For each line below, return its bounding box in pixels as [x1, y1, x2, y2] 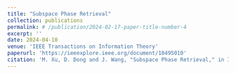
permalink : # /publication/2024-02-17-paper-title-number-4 [7, 23, 188, 30]
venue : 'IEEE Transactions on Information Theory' [7, 43, 159, 50]
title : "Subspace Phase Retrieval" [7, 10, 112, 18]
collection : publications [7, 17, 83, 24]
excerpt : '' [7, 30, 42, 37]
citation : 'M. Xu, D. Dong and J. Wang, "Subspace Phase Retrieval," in [7, 56, 225, 63]
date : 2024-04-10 [7, 37, 58, 44]
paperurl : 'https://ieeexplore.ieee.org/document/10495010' [7, 50, 188, 57]
